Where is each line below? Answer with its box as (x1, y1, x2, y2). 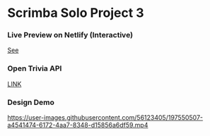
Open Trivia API (7, 63, 62, 73)
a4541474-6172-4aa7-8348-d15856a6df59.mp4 (7, 121, 148, 130)
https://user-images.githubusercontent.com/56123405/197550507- (7, 113, 204, 122)
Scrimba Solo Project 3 (7, 5, 144, 21)
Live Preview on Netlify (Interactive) (7, 30, 133, 40)
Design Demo (7, 97, 55, 107)
